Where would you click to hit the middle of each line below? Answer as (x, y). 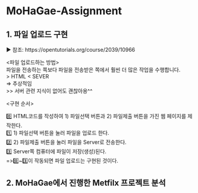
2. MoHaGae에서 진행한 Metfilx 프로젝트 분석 (86, 183)
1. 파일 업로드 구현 (37, 34)
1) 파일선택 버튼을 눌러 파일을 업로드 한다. (61, 133)
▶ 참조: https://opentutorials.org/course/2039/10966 (71, 50)
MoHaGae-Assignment (64, 11)
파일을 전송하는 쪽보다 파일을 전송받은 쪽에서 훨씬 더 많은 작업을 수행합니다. (93, 70)
